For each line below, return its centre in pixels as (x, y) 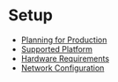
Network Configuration (63, 68)
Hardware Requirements (65, 58)
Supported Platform (57, 48)
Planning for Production (64, 40)
